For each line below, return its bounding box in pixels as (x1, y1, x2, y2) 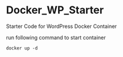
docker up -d (6, 45, 38, 51)
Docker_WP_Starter (6, 3, 104, 17)
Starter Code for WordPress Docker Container (6, 23, 117, 30)
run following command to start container (6, 34, 107, 41)
